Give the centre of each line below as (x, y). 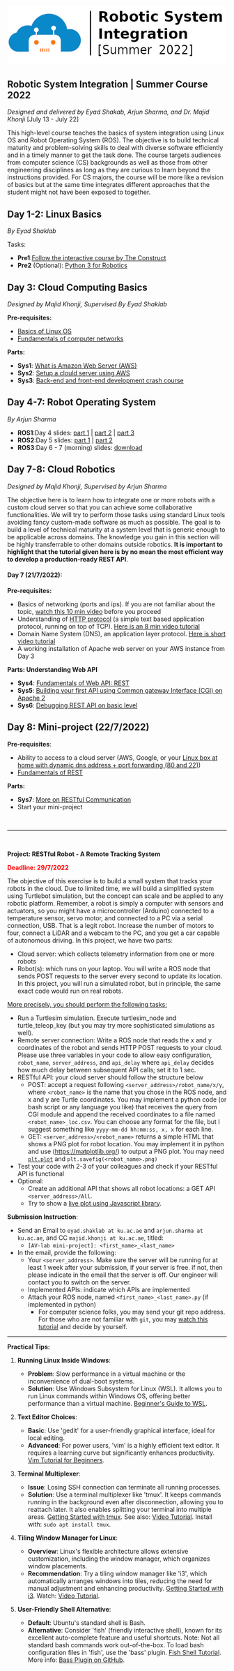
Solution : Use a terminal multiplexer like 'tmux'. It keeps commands (124, 1494)
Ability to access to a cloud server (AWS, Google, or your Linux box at (117, 757)
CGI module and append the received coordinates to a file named (122, 1114)
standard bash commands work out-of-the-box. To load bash (116, 1644)
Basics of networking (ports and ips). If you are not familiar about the (116, 604)
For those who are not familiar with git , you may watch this (123, 1319)
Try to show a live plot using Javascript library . (94, 1203)
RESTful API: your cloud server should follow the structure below (110, 1077)
